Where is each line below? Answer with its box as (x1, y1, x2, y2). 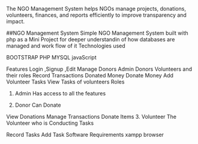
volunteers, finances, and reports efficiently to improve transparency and (6, 11, 187, 19)
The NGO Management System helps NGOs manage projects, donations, (6, 5, 186, 12)
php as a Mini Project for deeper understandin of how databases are (6, 36, 175, 43)
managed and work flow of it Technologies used (6, 42, 126, 49)
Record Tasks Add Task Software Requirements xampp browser (6, 131, 164, 138)
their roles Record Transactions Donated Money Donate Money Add (6, 72, 174, 79)
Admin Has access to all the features (14, 90, 106, 97)
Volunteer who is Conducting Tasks (6, 119, 94, 127)
